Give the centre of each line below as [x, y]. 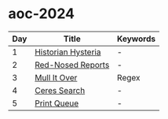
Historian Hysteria [68, 52]
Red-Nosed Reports [72, 65]
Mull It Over [56, 77]
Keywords [136, 39]
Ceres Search [60, 90]
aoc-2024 [42, 14]
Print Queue [57, 103]
